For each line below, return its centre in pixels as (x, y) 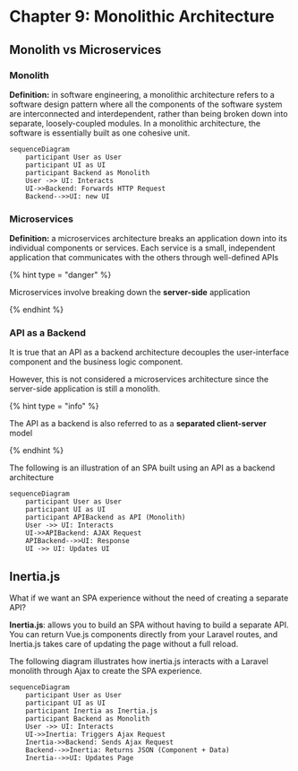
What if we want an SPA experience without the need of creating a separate (149, 598)
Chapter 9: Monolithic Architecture (142, 17)
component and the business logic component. (96, 362)
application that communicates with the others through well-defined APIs (144, 258)
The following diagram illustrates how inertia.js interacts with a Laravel (139, 661)
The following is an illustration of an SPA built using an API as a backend (142, 468)
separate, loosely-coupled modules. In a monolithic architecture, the (135, 123)
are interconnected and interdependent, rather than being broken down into (149, 113)
